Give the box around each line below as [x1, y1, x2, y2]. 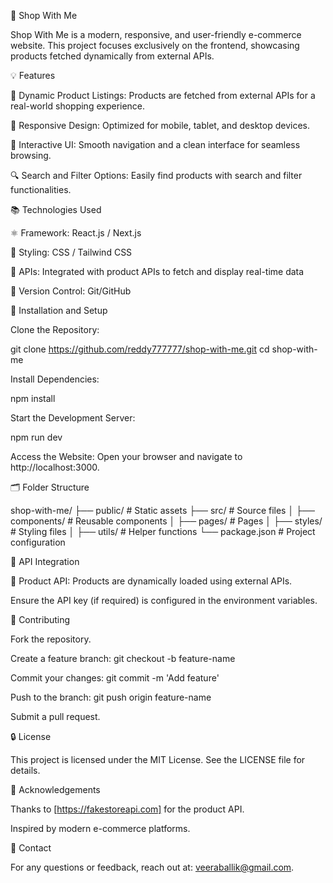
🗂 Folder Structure [10, 481, 90, 493]
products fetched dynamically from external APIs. [10, 50, 215, 62]
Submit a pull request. [10, 711, 101, 722]
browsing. [10, 150, 52, 161]
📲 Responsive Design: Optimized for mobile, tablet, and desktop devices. [10, 120, 310, 131]
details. [10, 765, 41, 776]
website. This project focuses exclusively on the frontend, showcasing [10, 40, 300, 51]
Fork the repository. [10, 633, 92, 645]
